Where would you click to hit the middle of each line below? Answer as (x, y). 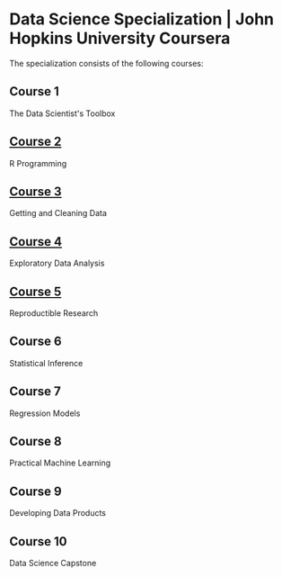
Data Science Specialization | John (142, 19)
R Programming (38, 163)
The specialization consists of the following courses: (106, 63)
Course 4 (36, 242)
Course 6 (35, 342)
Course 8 (35, 442)
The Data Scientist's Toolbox (62, 113)
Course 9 (35, 491)
